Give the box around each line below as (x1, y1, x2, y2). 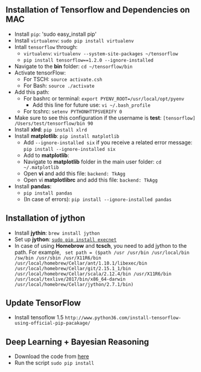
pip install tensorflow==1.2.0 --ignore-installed (23, 57, 154, 63)
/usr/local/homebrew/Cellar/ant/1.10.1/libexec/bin (14, 260, 147, 266)
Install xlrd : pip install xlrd (14, 125, 88, 133)
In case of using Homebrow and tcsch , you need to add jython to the (14, 242, 187, 249)
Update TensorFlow (5, 298, 81, 308)
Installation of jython (5, 213, 86, 224)
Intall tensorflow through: (14, 43, 78, 50)
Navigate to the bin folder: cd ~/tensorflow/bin (14, 62, 133, 70)
